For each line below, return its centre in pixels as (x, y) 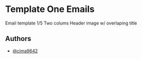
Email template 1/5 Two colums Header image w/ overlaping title (71, 23)
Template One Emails (50, 9)
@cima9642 (25, 50)
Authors (18, 39)
